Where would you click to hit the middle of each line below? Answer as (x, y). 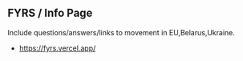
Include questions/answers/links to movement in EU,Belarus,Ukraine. (121, 32)
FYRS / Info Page (50, 13)
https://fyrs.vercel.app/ (57, 48)
